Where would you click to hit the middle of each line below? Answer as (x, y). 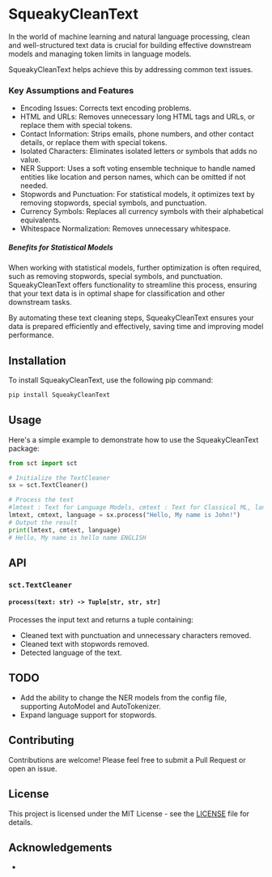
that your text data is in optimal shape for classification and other (117, 293)
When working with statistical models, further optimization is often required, (135, 267)
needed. (34, 186)
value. (30, 160)
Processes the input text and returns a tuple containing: (101, 620)
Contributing (41, 740)
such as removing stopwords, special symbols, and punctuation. (115, 276)
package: (24, 448)
